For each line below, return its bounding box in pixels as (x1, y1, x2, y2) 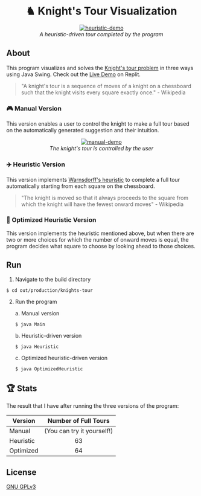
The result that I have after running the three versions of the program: (6, 402, 179, 410)
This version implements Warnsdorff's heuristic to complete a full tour (6, 176, 180, 184)
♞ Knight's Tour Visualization (25, 4, 177, 18)
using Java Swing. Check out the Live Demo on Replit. (6, 71, 141, 78)
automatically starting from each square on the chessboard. (6, 182, 155, 190)
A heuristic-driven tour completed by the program (39, 30, 164, 37)
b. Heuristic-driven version (14, 332, 82, 340)
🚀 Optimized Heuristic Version (6, 216, 97, 224)
